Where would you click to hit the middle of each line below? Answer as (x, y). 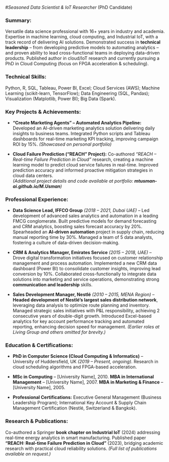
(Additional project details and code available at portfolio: (73, 181)
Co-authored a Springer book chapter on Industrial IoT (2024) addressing (83, 432)
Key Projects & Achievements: (43, 112)
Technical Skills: (26, 77)
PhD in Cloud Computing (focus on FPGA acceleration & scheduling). (77, 64)
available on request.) (28, 454)
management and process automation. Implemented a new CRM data (85, 263)
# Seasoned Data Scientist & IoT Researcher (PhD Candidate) (69, 7)
